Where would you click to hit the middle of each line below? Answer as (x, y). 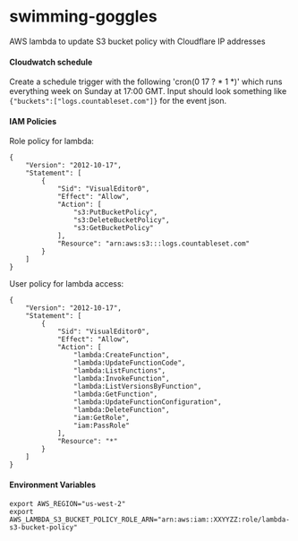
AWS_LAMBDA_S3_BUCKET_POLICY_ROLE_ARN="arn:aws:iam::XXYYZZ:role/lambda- (150, 520)
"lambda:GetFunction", (115, 395)
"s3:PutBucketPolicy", (115, 212)
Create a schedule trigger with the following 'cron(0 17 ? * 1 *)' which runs (146, 82)
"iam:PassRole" (101, 426)
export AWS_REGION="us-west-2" (68, 503)
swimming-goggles (84, 17)
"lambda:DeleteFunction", (121, 410)
